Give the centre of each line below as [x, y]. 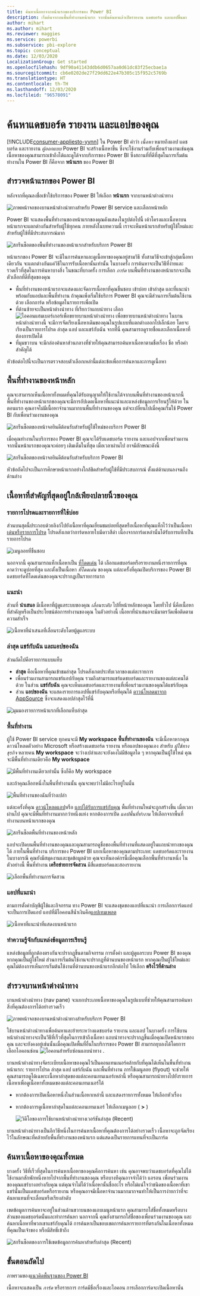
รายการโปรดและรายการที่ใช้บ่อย [43, 512]
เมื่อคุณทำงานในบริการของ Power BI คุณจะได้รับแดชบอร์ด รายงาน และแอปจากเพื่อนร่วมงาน [98, 439]
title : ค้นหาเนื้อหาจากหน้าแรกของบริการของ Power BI [59, 12]
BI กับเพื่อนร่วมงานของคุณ [33, 415]
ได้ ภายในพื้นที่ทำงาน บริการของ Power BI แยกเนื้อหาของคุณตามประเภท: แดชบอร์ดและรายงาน [100, 851]
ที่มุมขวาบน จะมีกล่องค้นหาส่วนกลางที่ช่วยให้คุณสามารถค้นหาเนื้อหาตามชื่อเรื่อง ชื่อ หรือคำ [101, 343]
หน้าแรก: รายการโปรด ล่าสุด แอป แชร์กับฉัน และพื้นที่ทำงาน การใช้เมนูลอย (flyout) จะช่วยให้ [98, 1069]
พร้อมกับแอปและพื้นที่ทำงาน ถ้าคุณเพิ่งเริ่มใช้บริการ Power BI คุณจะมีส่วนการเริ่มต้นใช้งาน [104, 295]
